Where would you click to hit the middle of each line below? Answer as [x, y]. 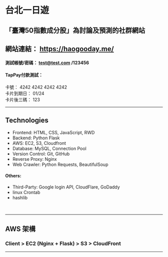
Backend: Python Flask [36, 138]
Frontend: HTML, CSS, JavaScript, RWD [53, 132]
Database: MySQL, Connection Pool [49, 148]
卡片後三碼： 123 [22, 99]
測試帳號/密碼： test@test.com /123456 [47, 63]
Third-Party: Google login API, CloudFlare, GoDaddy [66, 187]
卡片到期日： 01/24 [25, 93]
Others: [13, 176]
